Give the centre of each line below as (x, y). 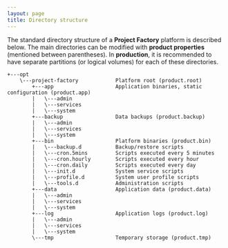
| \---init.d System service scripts (108, 171)
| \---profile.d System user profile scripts (115, 177)
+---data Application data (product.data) (122, 189)
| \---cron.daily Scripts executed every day (114, 165)
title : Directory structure (48, 20)
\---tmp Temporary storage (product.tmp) (122, 238)
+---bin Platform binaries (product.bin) (122, 141)
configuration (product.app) (49, 93)
